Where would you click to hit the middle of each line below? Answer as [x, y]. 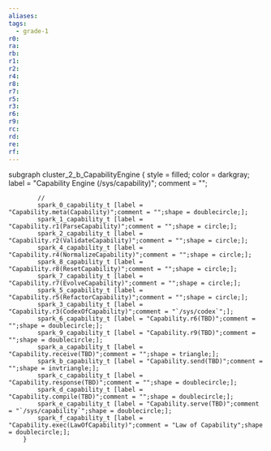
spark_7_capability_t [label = [90, 277]
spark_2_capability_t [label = [90, 234]
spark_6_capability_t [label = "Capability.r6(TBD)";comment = [146, 319]
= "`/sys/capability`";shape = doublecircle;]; [90, 411]
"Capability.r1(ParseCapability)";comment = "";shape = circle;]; [123, 227]
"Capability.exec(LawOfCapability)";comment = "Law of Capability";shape [136, 425]
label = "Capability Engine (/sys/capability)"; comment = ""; [108, 183]
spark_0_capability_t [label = [90, 205]
